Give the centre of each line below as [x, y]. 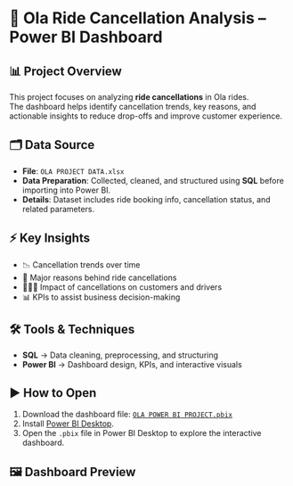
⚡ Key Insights [50, 239]
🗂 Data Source [52, 145]
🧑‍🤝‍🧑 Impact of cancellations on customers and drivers [122, 287]
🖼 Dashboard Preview [73, 472]
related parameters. [58, 209]
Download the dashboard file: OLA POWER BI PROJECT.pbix [127, 415]
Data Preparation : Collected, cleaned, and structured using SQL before [153, 180]
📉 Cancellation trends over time [81, 264]
